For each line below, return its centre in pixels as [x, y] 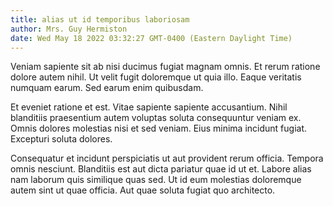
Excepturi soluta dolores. [61, 139]
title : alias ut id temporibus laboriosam [100, 19]
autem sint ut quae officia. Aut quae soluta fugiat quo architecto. [143, 190]
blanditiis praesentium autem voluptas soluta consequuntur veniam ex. [156, 118]
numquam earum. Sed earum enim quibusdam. [107, 88]
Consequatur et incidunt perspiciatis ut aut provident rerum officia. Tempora [167, 158]
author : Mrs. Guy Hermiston [69, 29]
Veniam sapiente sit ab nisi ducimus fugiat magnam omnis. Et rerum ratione [165, 67]
